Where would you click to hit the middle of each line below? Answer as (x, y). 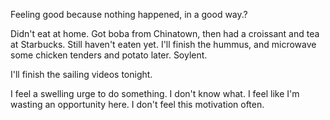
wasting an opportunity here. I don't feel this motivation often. (137, 104)
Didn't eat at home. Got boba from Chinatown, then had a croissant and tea (165, 33)
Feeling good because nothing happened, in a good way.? (129, 14)
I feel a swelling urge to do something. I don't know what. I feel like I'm (155, 93)
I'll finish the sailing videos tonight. (81, 74)
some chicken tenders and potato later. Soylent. (109, 55)
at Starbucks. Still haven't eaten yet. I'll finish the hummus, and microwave (163, 44)
